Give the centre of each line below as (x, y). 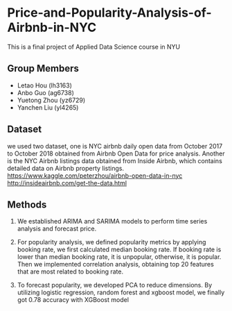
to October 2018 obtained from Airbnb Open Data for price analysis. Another (116, 153)
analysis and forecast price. (57, 229)
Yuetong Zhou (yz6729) (51, 100)
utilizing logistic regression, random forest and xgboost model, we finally (121, 292)
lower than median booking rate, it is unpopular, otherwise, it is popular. (119, 257)
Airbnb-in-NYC (52, 27)
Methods (27, 204)
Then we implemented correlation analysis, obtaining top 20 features (116, 264)
